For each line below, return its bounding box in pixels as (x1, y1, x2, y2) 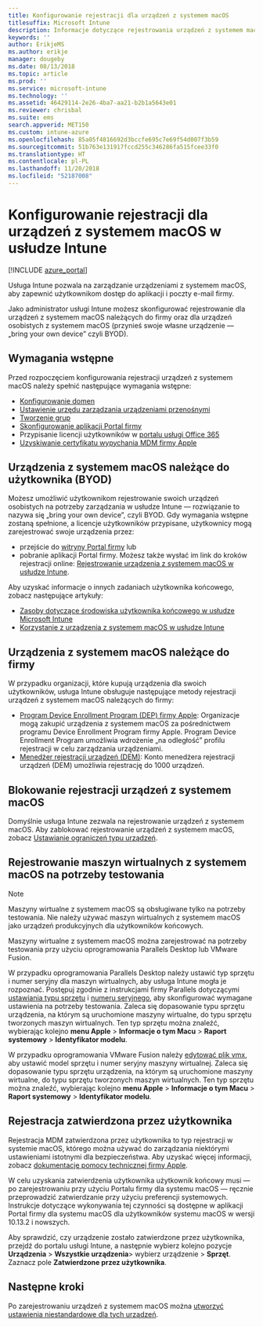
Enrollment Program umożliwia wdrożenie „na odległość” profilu (19, 736, 225, 745)
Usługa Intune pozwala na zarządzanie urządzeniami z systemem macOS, (8, 280, 247, 290)
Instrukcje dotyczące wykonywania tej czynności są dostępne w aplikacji (8, 1201, 244, 1210)
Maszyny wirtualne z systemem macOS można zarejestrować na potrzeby (8, 936, 247, 945)
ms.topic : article (8, 70, 68, 78)
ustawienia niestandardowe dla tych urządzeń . (8, 1309, 159, 1319)
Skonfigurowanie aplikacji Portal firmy (19, 421, 142, 430)
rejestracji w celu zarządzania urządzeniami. (19, 744, 164, 754)
